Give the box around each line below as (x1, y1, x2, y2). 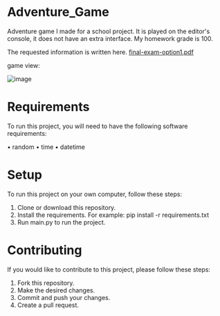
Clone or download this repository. (17, 203, 116, 211)
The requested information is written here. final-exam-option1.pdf (7, 48, 194, 56)
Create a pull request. (17, 301, 80, 309)
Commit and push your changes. (17, 293, 111, 301)
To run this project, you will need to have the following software (7, 122, 188, 130)
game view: (7, 61, 40, 69)
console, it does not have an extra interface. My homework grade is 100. (7, 34, 213, 42)
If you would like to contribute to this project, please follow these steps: (7, 265, 211, 274)
